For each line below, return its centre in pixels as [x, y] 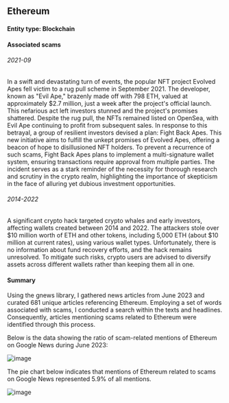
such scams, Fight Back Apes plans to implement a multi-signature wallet [111, 154]
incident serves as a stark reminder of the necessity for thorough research [112, 169]
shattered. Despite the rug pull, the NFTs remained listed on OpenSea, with [113, 118]
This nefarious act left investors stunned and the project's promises [103, 111]
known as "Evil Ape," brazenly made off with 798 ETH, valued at [98, 96]
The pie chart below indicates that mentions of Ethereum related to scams [111, 372]
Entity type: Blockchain [41, 28]
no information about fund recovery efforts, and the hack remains [99, 249]
